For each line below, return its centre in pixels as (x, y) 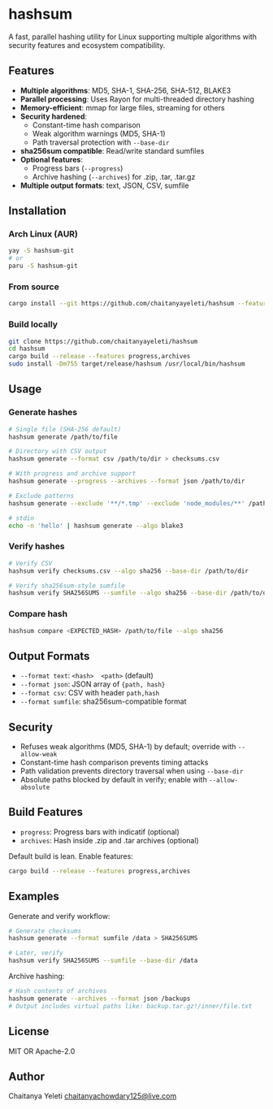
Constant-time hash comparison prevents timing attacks (114, 762)
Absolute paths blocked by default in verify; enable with (113, 780)
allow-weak (39, 755)
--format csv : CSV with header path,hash (90, 693)
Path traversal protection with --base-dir (101, 142)
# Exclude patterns (41, 496)
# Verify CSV (30, 563)
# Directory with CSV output (58, 452)
